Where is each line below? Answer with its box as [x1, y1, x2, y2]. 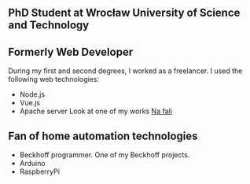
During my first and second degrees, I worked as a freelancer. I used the [8, 66, 243, 75]
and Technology [8, 19, 90, 32]
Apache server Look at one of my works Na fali [19, 106, 173, 116]
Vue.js [19, 98, 41, 108]
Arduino [19, 159, 46, 168]
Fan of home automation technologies [8, 129, 198, 142]
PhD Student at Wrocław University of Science [8, 6, 241, 20]
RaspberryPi [19, 167, 61, 176]
